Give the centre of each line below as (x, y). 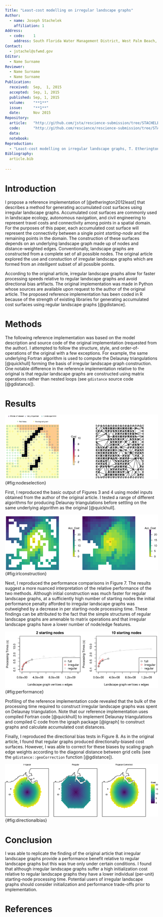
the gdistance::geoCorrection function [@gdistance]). (59, 757)
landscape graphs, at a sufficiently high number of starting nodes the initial (80, 599)
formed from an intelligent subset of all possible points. (60, 264)
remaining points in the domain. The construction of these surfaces (72, 238)
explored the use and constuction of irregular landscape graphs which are (79, 259)
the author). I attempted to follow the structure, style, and (62, 348)
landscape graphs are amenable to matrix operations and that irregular (76, 619)
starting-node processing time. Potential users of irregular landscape (74, 879)
